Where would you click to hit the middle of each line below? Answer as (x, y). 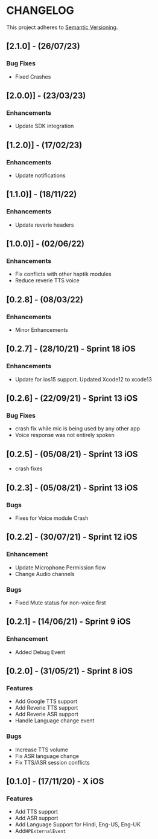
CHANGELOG (40, 11)
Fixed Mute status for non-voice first (61, 603)
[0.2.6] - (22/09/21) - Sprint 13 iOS (72, 399)
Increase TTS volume (41, 750)
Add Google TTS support (46, 701)
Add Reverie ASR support (46, 714)
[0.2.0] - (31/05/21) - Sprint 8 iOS (70, 671)
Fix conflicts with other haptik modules (63, 274)
